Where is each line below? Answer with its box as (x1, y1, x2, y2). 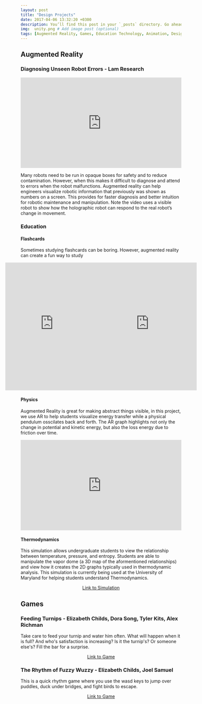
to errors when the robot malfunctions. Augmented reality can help (20, 183, 161, 189)
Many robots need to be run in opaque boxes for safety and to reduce (20, 172, 167, 178)
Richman (20, 621, 43, 628)
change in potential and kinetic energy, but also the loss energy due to (20, 424, 168, 430)
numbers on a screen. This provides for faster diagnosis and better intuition (20, 194, 180, 200)
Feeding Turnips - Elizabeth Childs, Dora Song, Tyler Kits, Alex (20, 615, 179, 622)
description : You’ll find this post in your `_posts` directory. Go (20, 21, 169, 27)
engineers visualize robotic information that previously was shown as (20, 189, 166, 195)
